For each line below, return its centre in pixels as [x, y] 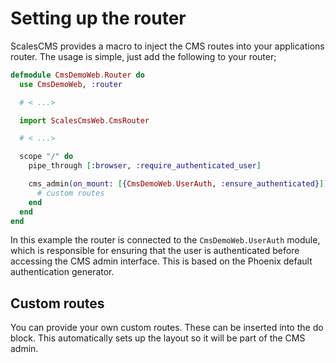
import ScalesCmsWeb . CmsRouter [84, 120]
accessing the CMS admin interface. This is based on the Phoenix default [161, 261]
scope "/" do [46, 157]
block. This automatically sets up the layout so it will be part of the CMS [158, 338]
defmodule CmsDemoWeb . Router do [77, 75]
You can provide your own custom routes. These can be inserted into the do [167, 328]
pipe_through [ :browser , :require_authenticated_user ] [145, 166]
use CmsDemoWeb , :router [71, 84]
